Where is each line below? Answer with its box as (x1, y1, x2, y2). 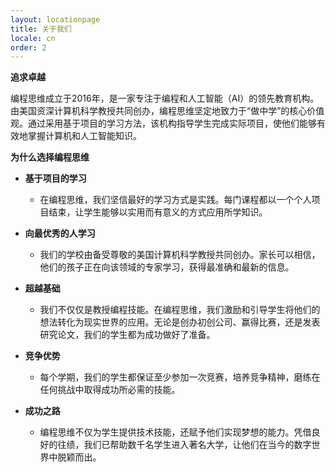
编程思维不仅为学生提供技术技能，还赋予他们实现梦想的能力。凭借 (39, 426, 312, 438)
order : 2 (10, 42, 47, 53)
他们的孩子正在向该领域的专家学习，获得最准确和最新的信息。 (39, 261, 295, 273)
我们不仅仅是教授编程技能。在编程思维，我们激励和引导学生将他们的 (39, 304, 321, 316)
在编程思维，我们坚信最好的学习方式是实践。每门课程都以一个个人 (39, 194, 312, 206)
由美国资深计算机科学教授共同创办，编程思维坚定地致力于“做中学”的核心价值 (10, 105, 325, 117)
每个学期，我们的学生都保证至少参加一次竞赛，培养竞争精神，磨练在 (39, 371, 321, 383)
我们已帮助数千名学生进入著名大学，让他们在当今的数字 (83, 439, 312, 451)
